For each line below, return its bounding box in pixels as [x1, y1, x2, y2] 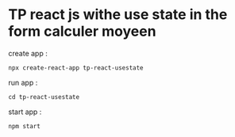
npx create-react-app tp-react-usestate [8, 63, 144, 72]
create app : [8, 48, 48, 58]
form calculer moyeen [8, 22, 156, 40]
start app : [8, 107, 42, 116]
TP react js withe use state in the [8, 6, 228, 24]
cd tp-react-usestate [8, 93, 80, 101]
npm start [8, 122, 41, 130]
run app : [8, 78, 38, 87]
